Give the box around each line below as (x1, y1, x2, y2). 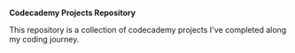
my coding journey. (9, 34, 80, 44)
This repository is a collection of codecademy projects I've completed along (9, 25, 287, 34)
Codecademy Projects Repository (9, 8, 136, 18)
